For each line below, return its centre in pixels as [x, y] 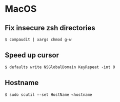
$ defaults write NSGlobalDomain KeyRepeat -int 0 [60, 67]
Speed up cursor [32, 55]
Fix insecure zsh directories [50, 28]
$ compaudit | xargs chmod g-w [38, 39]
